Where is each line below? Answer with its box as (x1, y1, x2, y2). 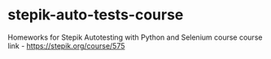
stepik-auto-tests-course (7, 6, 184, 24)
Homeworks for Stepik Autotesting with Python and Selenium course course (7, 32, 263, 42)
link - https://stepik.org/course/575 (7, 40, 125, 50)
